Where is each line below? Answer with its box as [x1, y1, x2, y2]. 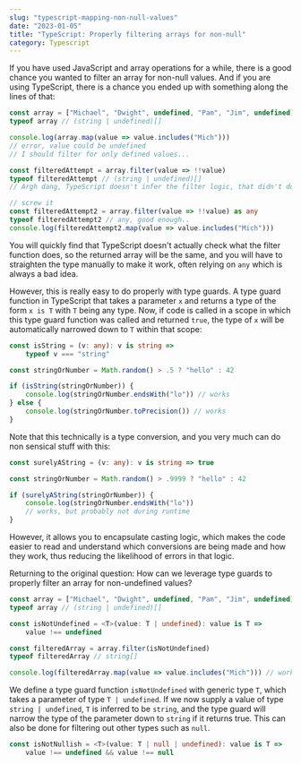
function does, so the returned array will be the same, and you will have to [9, 249, 283, 260]
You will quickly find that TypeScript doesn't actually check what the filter [9, 239, 280, 251]
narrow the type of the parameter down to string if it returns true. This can [9, 713, 287, 724]
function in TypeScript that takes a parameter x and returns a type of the [9, 295, 277, 305]
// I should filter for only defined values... [9, 150, 191, 159]
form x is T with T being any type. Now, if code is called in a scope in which [9, 305, 291, 315]
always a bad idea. [9, 268, 79, 279]
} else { [9, 399, 42, 408]
